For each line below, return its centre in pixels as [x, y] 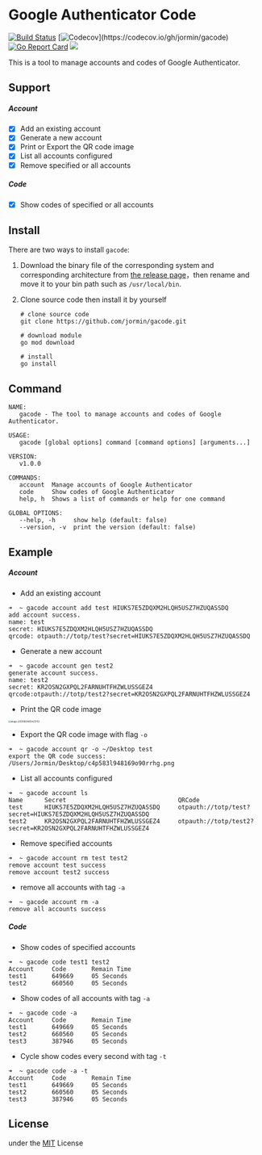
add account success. [45, 615]
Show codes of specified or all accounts [87, 204]
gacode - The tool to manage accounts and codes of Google [120, 414]
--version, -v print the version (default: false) [108, 527]
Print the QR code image [61, 709]
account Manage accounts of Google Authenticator [106, 485]
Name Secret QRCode [104, 800]
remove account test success [57, 865]
